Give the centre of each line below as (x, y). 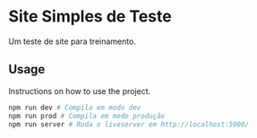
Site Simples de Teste (90, 17)
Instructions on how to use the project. (80, 91)
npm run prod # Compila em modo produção (87, 116)
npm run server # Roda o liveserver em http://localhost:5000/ (129, 124)
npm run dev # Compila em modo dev (75, 108)
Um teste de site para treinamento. (72, 41)
